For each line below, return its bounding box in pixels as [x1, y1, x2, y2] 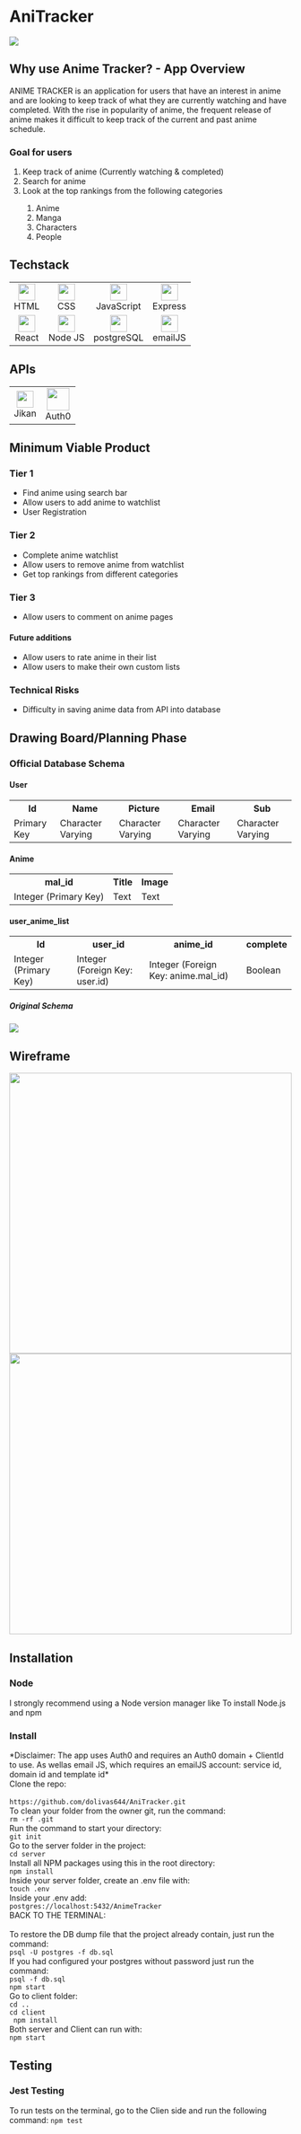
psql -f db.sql [9, 1975, 66, 1984]
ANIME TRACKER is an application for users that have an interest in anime [9, 85, 281, 96]
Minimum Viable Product [9, 440, 150, 455]
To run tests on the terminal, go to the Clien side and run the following [9, 2104, 267, 2116]
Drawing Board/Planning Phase [9, 730, 187, 745]
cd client [9, 2008, 47, 2017]
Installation [9, 1650, 73, 1665]
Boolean [245, 964, 281, 976]
